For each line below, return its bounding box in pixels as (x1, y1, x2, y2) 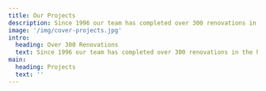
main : (8, 56, 26, 64)
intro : (8, 33, 30, 42)
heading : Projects (15, 63, 77, 71)
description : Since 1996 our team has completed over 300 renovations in (8, 19, 257, 27)
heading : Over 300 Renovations (15, 41, 119, 49)
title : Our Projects (8, 11, 77, 20)
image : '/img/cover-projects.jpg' (8, 26, 123, 34)
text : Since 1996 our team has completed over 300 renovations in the (15, 48, 253, 56)
